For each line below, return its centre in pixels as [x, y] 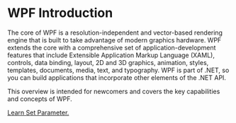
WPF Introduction [60, 13]
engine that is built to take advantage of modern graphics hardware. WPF [114, 40]
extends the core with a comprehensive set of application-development [112, 47]
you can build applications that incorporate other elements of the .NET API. [117, 77]
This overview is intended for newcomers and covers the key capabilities [114, 91]
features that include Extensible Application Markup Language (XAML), [111, 55]
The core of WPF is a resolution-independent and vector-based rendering [115, 33]
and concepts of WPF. [40, 99]
